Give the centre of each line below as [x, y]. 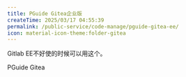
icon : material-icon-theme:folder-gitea [67, 33]
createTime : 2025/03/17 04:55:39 [56, 20]
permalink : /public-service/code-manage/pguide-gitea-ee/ [93, 26]
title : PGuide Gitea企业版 [45, 14]
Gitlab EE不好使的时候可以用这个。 [57, 53]
